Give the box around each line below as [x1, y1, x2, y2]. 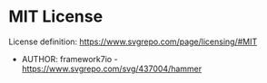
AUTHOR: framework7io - [21, 53, 119, 64]
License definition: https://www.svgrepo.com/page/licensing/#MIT [8, 36, 258, 47]
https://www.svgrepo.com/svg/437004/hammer [21, 63, 203, 74]
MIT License [8, 6, 104, 27]
